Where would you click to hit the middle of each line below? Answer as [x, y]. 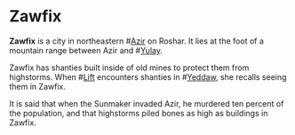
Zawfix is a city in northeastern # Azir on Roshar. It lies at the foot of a [137, 41]
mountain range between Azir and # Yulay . [86, 50]
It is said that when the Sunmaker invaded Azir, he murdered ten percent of [147, 103]
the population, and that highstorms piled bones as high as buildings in [139, 113]
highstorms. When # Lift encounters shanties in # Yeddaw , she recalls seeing [148, 76]
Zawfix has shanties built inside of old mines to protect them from [129, 67]
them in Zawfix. [38, 86]
